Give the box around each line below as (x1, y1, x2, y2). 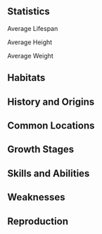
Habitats (7, 72, 46, 84)
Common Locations (7, 119, 95, 131)
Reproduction (7, 215, 69, 227)
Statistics (7, 6, 51, 18)
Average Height (7, 38, 53, 46)
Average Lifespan (7, 24, 58, 32)
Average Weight (7, 51, 54, 60)
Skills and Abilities (7, 167, 90, 179)
